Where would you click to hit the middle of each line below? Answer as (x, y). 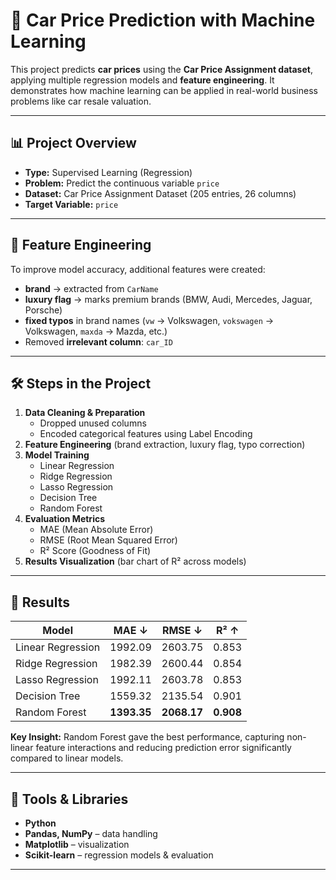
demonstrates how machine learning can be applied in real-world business (164, 90)
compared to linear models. (67, 758)
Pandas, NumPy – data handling (91, 833)
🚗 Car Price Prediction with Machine (163, 20)
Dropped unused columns (93, 423)
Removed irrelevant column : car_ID (98, 341)
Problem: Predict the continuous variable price (122, 183)
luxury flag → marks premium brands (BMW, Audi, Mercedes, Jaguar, (168, 299)
